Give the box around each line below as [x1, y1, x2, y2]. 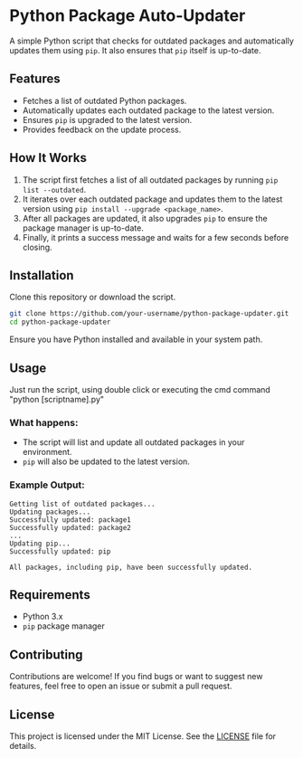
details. [9, 740, 37, 751]
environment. [22, 447, 72, 458]
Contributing [9, 647, 83, 662]
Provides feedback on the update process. [22, 124, 182, 135]
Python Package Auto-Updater [9, 5, 246, 26]
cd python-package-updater [9, 317, 111, 327]
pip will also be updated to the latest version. [22, 456, 190, 467]
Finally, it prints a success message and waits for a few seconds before [22, 232, 289, 242]
